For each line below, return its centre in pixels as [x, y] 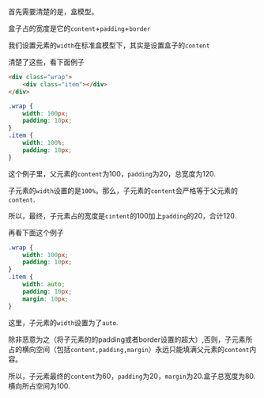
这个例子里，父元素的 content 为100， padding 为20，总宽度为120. [112, 173]
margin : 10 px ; [45, 299]
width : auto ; [44, 284]
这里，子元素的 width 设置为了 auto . [63, 322]
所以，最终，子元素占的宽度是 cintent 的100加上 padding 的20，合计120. [123, 215]
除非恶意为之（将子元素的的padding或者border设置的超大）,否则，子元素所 [130, 339]
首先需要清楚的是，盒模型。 [53, 11]
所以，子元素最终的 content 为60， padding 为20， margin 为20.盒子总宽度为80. [132, 376]
